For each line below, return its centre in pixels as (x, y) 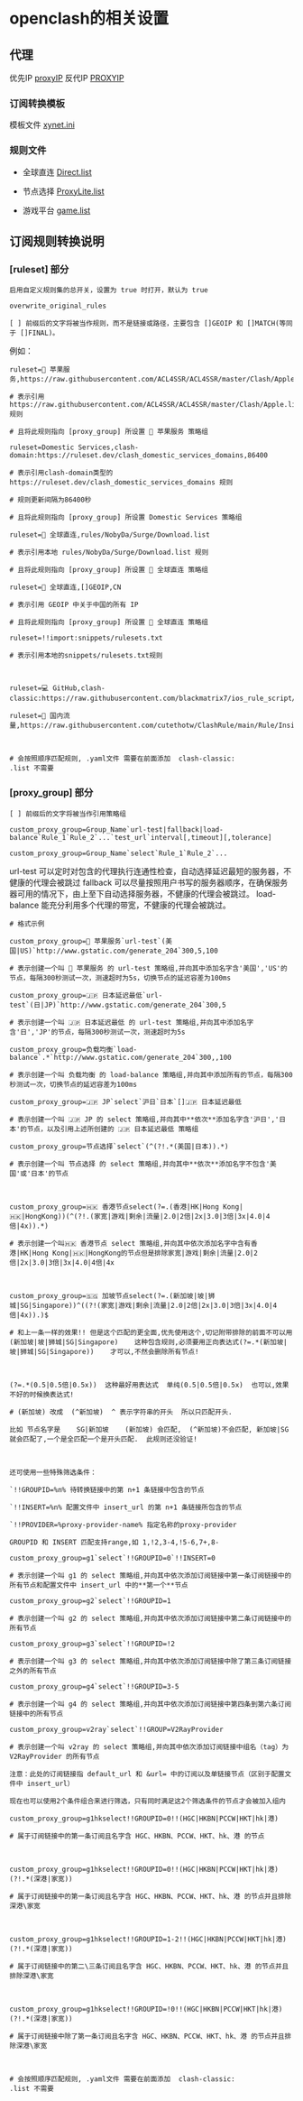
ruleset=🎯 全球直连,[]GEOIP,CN (65, 587)
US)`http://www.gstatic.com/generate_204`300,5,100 (119, 951)
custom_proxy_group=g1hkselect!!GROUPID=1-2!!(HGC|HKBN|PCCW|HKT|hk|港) (148, 1939)
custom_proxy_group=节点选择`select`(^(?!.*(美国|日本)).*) (119, 1147)
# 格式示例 (27, 924)
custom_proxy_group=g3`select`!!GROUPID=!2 (92, 1644)
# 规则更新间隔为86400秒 (50, 500)
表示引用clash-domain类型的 (65, 473)
